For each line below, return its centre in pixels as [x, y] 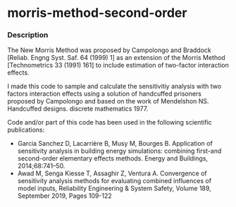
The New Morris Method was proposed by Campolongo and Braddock [109, 50]
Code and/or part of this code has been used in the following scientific [110, 123]
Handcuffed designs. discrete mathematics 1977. [78, 109]
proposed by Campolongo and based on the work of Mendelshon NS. [108, 101]
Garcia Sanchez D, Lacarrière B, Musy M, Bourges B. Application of [115, 144]
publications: [26, 130]
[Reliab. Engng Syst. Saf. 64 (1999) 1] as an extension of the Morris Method [116, 58]
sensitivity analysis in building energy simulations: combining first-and [119, 151]
